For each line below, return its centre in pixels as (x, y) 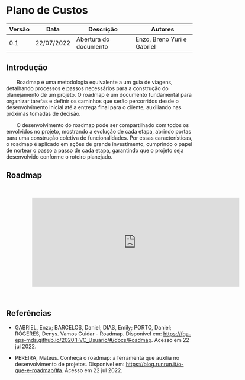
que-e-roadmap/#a (38, 370)
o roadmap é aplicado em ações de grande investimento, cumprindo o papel (99, 144)
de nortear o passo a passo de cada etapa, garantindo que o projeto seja (95, 150)
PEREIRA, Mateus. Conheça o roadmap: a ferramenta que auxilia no (97, 358)
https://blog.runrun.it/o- (155, 364)
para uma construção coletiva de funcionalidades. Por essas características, (99, 138)
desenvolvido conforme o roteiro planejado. (59, 156)
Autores (162, 29)
